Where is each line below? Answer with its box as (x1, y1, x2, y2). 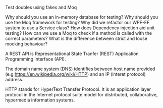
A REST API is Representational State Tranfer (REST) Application (5, 50, 139, 57)
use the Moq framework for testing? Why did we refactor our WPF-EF (5, 20, 150, 25)
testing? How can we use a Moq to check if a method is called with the (5, 30, 152, 36)
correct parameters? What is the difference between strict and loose (5, 35, 148, 41)
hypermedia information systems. (5, 97, 75, 103)
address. (5, 77, 24, 82)
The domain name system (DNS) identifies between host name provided (5, 66, 155, 72)
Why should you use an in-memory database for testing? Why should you (5, 14, 158, 20)
